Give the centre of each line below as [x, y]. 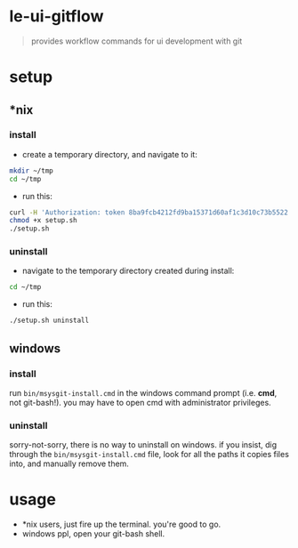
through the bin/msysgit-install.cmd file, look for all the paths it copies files [149, 455]
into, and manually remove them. [69, 463]
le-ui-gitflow [56, 16]
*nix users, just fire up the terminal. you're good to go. [121, 524]
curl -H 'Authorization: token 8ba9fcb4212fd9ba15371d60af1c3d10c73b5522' [151, 212]
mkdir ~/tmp [31, 171]
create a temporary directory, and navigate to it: [109, 154]
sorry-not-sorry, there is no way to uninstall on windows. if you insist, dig [143, 445]
